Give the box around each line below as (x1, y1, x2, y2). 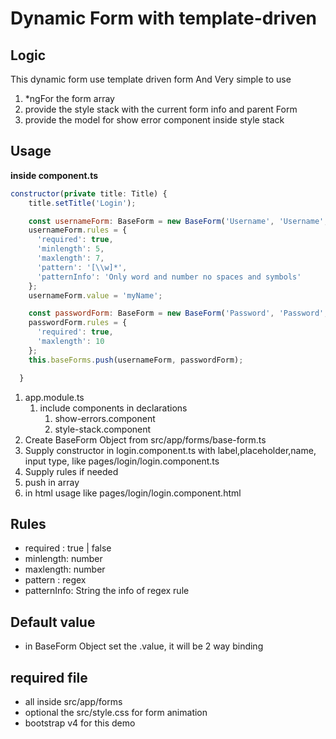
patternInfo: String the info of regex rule (24, 585, 190, 597)
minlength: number (24, 553, 103, 565)
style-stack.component (54, 423, 152, 435)
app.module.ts (24, 391, 85, 403)
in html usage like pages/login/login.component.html (24, 487, 242, 499)
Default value (10, 613, 96, 631)
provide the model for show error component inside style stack (24, 114, 285, 126)
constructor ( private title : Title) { (10, 188, 168, 199)
